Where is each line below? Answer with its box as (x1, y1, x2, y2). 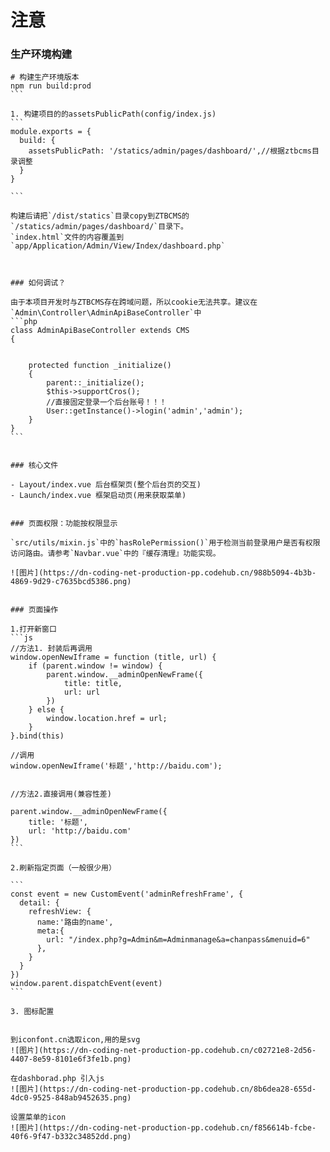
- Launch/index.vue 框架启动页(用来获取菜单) (10, 491, 187, 501)
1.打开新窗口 (10, 624, 57, 635)
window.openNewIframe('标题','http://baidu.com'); (10, 761, 223, 771)
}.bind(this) (10, 731, 65, 741)
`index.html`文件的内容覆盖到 (10, 232, 125, 243)
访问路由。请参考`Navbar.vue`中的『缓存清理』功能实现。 (10, 549, 221, 559)
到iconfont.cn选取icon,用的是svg (10, 1035, 141, 1045)
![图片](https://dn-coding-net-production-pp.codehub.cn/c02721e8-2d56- (10, 1046, 317, 1056)
